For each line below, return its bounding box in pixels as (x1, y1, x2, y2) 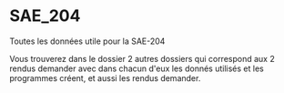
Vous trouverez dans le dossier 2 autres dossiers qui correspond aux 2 (9, 53, 275, 64)
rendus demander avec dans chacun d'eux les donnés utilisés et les (9, 63, 264, 74)
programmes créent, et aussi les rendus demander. (9, 72, 201, 83)
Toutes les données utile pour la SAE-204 (9, 36, 166, 46)
